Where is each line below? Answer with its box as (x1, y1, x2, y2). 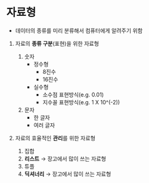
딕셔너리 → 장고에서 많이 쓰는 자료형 (24, 170, 111, 178)
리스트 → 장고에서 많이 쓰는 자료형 (24, 155, 106, 162)
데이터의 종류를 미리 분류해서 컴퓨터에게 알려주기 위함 (15, 27, 143, 34)
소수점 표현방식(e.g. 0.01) (42, 91, 104, 98)
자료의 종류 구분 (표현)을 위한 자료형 (15, 40, 100, 47)
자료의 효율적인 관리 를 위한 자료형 (15, 134, 96, 142)
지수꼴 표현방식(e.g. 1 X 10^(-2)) (42, 98, 120, 106)
